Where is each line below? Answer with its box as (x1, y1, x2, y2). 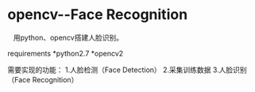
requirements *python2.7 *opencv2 (7, 48, 124, 58)
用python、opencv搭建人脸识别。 (13, 33, 124, 42)
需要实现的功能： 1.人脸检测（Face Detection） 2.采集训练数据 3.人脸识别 (7, 65, 247, 75)
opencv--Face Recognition (7, 6, 188, 24)
